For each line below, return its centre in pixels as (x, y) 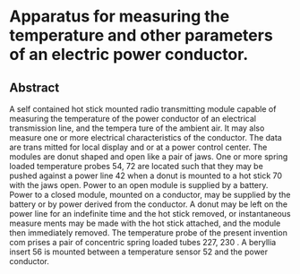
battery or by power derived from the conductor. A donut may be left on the (149, 204)
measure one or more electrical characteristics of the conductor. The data (146, 137)
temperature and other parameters (141, 35)
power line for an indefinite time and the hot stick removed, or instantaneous (150, 214)
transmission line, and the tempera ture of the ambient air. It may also (137, 128)
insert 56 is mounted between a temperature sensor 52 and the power (139, 252)
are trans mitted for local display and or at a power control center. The (138, 147)
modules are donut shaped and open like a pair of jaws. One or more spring (149, 157)
